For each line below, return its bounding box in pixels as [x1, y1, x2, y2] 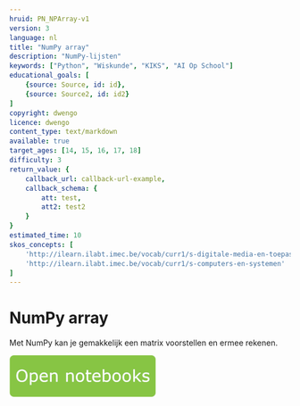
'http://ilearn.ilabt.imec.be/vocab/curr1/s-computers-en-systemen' [25, 259, 286, 268]
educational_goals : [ [9, 71, 90, 80]
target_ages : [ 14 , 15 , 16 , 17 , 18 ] [9, 146, 142, 155]
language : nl [9, 33, 58, 42]
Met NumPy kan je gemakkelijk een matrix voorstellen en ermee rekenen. [9, 337, 279, 348]
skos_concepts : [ [9, 240, 74, 249]
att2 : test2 [41, 203, 87, 211]
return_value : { [9, 165, 70, 174]
